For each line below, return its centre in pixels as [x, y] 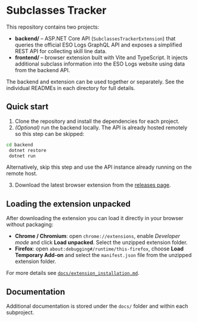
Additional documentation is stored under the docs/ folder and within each [97, 306]
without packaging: [30, 225]
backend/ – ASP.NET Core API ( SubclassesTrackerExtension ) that [95, 38]
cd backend [20, 145]
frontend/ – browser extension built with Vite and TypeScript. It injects [101, 57]
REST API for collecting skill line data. [61, 51]
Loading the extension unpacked [69, 204]
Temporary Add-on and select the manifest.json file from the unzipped [103, 255]
